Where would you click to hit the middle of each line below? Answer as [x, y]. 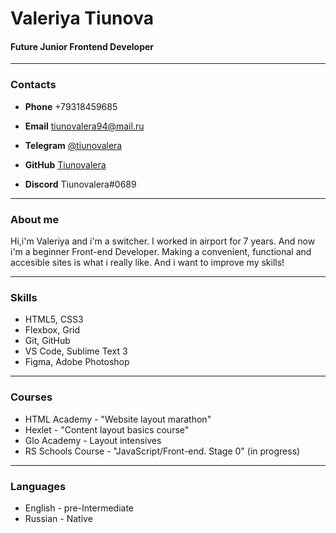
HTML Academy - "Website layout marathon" [118, 419]
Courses [31, 397]
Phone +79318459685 [71, 106]
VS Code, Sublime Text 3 [76, 351]
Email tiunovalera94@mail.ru [84, 126]
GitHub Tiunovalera [65, 164]
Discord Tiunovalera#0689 [80, 184]
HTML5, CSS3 [54, 319]
